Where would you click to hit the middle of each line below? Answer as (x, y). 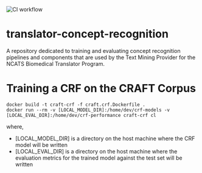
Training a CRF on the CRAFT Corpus (101, 89)
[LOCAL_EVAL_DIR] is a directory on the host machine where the (96, 151)
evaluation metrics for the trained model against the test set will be (99, 158)
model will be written (41, 145)
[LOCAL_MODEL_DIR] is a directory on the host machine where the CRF (105, 138)
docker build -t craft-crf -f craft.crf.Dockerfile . (76, 104)
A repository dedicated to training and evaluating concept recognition (93, 51)
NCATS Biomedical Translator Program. (56, 63)
